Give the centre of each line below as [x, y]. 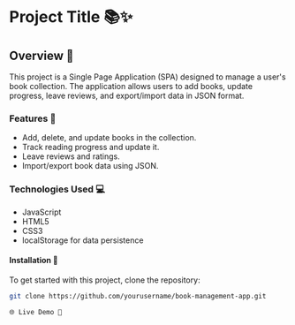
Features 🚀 [33, 118]
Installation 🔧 [34, 261]
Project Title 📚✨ [71, 17]
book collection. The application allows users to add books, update [131, 86]
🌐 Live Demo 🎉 [36, 312]
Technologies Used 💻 [57, 189]
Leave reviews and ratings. [71, 156]
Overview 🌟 [42, 55]
